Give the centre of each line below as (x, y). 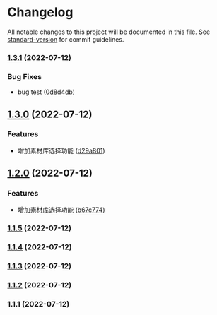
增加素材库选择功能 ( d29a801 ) (61, 150)
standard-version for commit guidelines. (66, 39)
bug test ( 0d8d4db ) (46, 92)
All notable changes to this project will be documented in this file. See (109, 32)
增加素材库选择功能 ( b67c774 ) (61, 210)
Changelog (40, 12)
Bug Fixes (25, 76)
